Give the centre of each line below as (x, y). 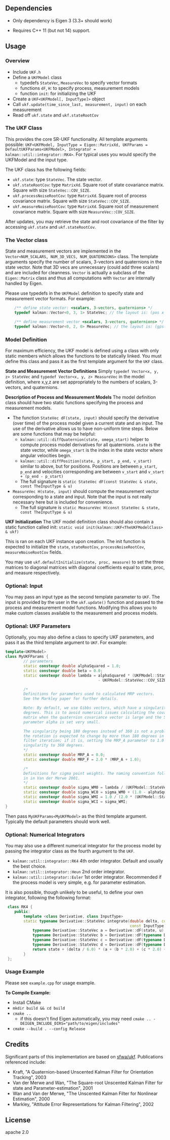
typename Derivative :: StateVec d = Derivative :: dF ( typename (97, 945)
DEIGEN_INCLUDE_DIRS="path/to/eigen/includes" (70, 1023)
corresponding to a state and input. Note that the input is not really (82, 496)
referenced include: (26, 1062)
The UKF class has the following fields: (46, 169)
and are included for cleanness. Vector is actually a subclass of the (75, 273)
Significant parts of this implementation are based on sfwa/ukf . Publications (84, 1056)
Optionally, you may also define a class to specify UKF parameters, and (80, 637)
